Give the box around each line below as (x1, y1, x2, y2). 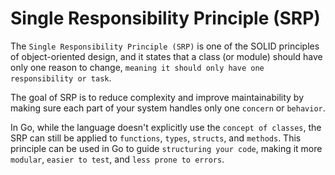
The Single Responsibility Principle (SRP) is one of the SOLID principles (10, 40, 320, 52)
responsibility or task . (10, 72, 112, 84)
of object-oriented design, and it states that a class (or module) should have (10, 50, 323, 62)
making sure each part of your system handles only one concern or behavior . (10, 102, 326, 114)
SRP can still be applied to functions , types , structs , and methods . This (10, 132, 302, 144)
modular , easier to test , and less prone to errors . (10, 153, 225, 165)
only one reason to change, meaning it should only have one (10, 61, 265, 73)
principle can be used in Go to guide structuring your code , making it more (10, 142, 323, 154)
